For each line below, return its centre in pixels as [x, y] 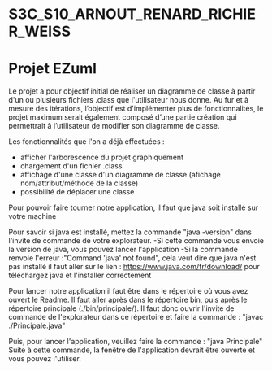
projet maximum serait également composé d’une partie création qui [123, 117]
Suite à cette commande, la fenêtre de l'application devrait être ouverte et [132, 350]
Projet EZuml [53, 69]
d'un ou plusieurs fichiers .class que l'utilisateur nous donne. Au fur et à [129, 100]
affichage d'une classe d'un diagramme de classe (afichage [120, 175]
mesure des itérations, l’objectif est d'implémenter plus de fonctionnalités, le [136, 109]
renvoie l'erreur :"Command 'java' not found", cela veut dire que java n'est [132, 258]
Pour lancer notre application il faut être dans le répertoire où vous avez [129, 291]
